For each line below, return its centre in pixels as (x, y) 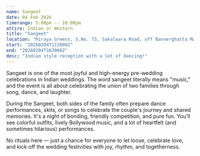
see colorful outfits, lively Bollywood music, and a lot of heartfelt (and (91, 122)
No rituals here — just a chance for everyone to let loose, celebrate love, (95, 140)
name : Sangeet (24, 12)
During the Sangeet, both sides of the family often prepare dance (86, 103)
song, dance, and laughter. (39, 92)
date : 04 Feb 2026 (29, 17)
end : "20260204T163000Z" (37, 51)
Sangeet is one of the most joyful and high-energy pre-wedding (85, 73)
